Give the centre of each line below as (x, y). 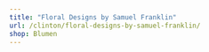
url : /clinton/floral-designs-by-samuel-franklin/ (105, 26)
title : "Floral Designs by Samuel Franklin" (93, 17)
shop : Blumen (33, 33)
